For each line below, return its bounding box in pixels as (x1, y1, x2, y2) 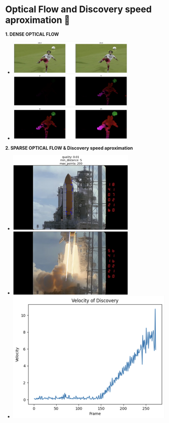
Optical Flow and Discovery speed (5, 4, 152, 15)
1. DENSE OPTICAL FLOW (5, 31, 59, 37)
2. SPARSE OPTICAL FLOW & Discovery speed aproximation (5, 145, 133, 151)
